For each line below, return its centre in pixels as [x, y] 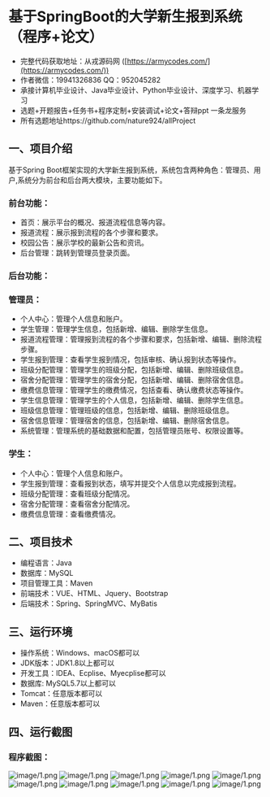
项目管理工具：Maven [56, 583]
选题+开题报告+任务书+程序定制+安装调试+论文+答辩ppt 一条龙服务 [133, 110]
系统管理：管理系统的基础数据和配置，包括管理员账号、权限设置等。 [134, 431]
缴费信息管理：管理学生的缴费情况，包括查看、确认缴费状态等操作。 [134, 390]
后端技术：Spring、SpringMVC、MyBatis [89, 603]
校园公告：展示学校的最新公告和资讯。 [84, 243]
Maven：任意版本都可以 [60, 703]
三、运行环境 [41, 632]
